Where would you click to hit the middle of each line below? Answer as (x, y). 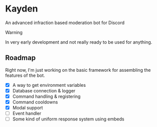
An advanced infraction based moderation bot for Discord (65, 23)
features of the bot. (25, 75)
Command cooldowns (35, 102)
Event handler (27, 113)
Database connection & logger (44, 90)
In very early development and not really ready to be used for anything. (79, 42)
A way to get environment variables (49, 85)
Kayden (22, 9)
